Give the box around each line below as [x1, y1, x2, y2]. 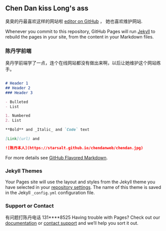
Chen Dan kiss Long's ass [5, 4, 89, 13]
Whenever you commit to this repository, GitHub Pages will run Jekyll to [5, 28, 156, 35]
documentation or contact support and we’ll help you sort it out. [5, 220, 139, 226]
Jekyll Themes [5, 167, 43, 174]
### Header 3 [5, 90, 33, 95]
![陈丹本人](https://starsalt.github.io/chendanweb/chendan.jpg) [5, 145, 144, 150]
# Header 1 [5, 81, 28, 86]
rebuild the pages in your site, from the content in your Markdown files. [5, 34, 154, 40]
